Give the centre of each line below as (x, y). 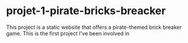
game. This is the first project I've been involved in (68, 33)
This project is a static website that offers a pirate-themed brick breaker (94, 27)
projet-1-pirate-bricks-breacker (86, 11)
